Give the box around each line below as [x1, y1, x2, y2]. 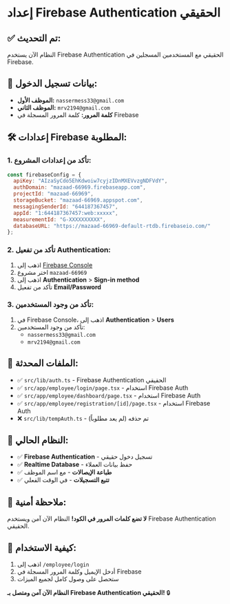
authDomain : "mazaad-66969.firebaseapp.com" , [13, 184, 147, 191]
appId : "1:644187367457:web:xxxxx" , [13, 209, 118, 216]
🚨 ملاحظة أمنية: [7, 496, 67, 508]
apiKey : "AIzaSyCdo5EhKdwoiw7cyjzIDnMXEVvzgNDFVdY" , [13, 178, 168, 185]
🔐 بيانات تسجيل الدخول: [7, 78, 98, 90]
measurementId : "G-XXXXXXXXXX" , [13, 216, 107, 223]
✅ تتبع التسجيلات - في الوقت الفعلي [17, 476, 110, 484]
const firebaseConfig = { [7, 171, 81, 178]
